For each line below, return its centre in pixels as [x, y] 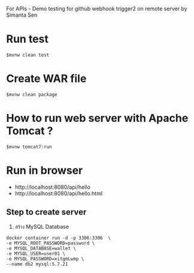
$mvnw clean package [32, 94]
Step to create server [46, 212]
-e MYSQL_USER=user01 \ [36, 253]
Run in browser [45, 170]
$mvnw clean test [28, 55]
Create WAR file [46, 79]
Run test [28, 39]
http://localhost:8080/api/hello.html [59, 193]
